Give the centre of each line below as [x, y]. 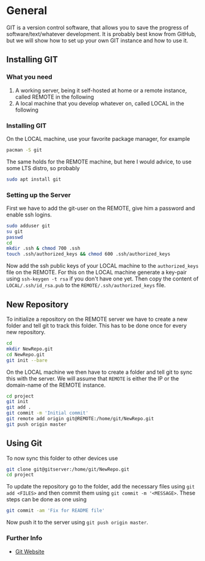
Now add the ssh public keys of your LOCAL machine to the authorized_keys [103, 266]
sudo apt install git [34, 179]
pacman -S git [24, 150]
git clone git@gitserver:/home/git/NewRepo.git [68, 469]
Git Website [30, 551]
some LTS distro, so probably [43, 168]
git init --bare [27, 360]
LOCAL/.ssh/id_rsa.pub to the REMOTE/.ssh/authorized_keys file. [86, 285]
